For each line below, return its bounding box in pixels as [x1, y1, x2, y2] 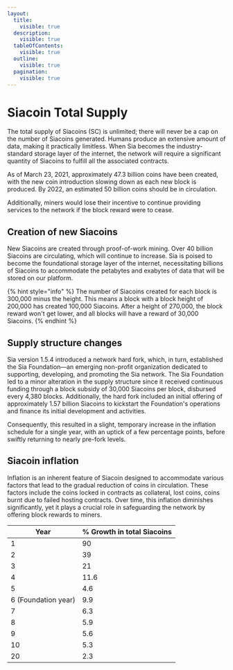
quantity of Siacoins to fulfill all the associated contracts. [7, 157, 169, 165]
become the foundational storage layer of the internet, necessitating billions [7, 259, 223, 268]
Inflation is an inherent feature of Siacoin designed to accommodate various [7, 473, 224, 482]
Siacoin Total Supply [7, 105, 128, 120]
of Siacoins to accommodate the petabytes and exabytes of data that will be [7, 266, 225, 275]
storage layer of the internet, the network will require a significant [34, 150, 221, 158]
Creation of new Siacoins [7, 226, 118, 238]
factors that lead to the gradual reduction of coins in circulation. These [7, 481, 209, 489]
